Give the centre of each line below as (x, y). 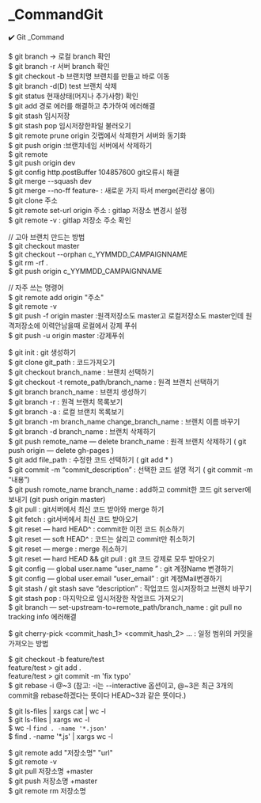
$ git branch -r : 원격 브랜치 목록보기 (66, 401)
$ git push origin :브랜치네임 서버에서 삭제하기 (80, 145)
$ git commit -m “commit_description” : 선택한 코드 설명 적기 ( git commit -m (130, 470)
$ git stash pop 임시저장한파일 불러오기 (70, 125)
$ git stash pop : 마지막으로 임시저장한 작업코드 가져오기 (96, 598)
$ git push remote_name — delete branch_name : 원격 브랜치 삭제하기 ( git (127, 441)
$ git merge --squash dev (50, 181)
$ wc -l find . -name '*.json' (58, 728)
